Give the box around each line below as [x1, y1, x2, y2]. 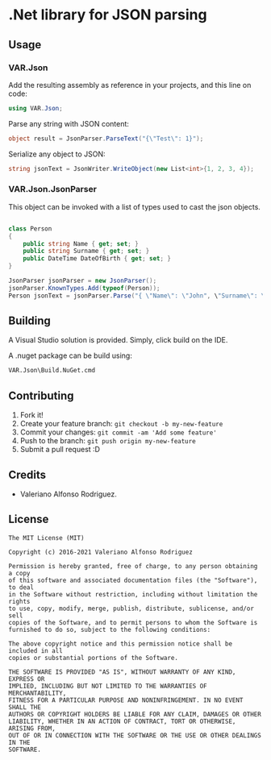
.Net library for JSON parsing [8, 6, 207, 24]
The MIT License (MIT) [8, 534, 85, 542]
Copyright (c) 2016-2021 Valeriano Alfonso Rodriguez [8, 548, 194, 556]
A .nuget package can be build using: [8, 351, 133, 360]
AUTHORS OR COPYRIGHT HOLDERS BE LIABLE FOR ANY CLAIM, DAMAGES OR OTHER [8, 710, 262, 718]
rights [8, 597, 31, 605]
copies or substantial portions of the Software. [8, 654, 179, 662]
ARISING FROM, [8, 724, 56, 733]
